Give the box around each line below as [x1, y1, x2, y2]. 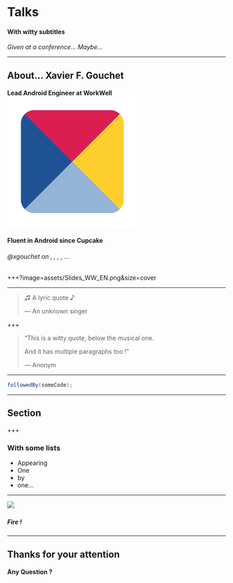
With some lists [7, 443, 61, 453]
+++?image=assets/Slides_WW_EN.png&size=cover [7, 273, 157, 282]
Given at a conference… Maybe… [7, 43, 103, 51]
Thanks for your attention [7, 548, 120, 560]
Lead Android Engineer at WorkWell [7, 89, 112, 97]
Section [7, 407, 42, 419]
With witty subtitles [7, 27, 65, 35]
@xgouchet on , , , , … [7, 252, 70, 260]
